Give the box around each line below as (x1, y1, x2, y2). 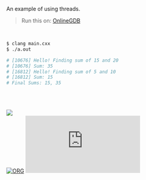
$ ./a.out (6, 46, 32, 52)
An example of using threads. (6, 5, 81, 12)
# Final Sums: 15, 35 (6, 80, 62, 86)
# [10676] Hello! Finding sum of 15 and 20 (6, 57, 119, 63)
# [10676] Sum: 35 (6, 63, 53, 69)
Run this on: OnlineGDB (21, 17, 81, 24)
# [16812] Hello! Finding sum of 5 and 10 (6, 68, 116, 75)
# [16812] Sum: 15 (6, 74, 53, 81)
